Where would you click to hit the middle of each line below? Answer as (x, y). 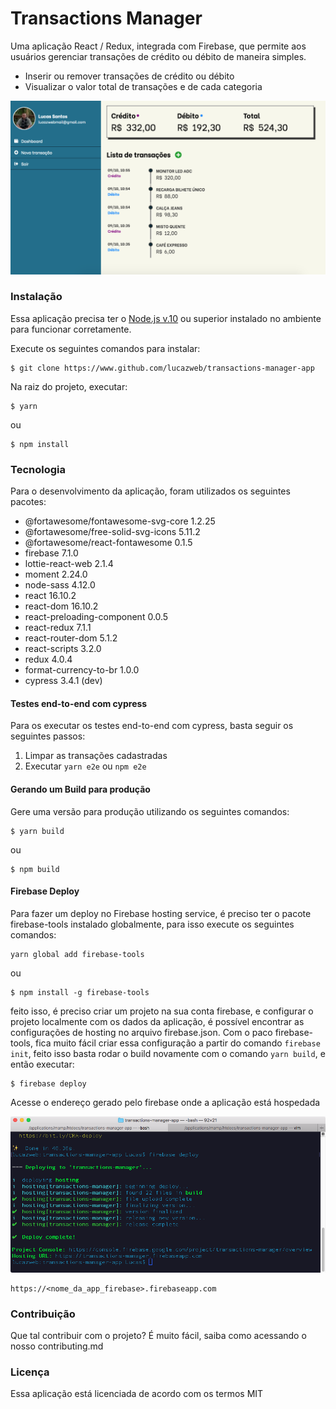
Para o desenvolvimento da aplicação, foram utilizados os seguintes (150, 491)
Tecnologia (38, 469)
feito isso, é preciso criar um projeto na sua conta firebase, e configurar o (162, 1011)
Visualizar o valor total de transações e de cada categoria (143, 86)
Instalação (36, 297)
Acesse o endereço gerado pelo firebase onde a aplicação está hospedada (165, 1102)
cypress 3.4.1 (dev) (63, 681)
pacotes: (28, 502)
